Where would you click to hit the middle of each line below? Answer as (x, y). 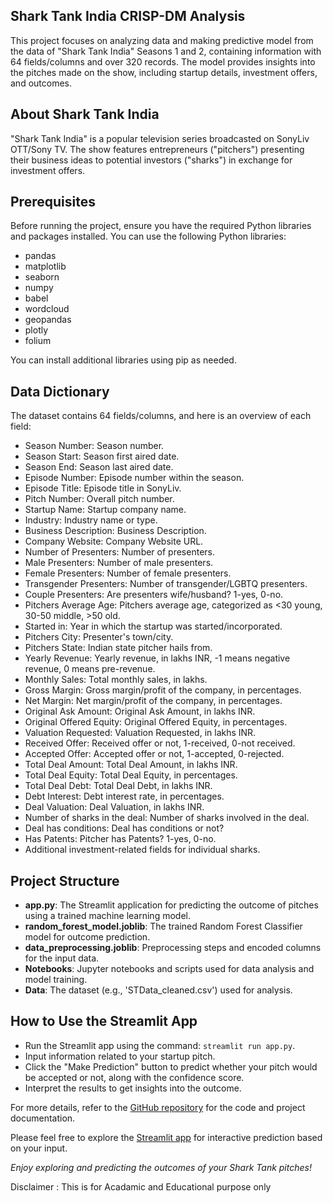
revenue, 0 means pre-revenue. (90, 669)
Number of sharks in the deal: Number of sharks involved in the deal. (167, 818)
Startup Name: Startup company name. (105, 510)
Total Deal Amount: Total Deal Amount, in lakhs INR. (131, 765)
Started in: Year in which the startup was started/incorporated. (153, 626)
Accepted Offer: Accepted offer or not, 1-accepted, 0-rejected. (154, 754)
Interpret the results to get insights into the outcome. (133, 1088)
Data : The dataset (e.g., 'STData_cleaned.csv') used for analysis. (158, 990)
